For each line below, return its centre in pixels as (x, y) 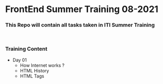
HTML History (34, 70)
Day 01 (19, 60)
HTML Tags (32, 76)
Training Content (26, 49)
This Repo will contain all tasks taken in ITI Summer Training (80, 25)
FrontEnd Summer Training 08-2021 (82, 9)
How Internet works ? (42, 65)
